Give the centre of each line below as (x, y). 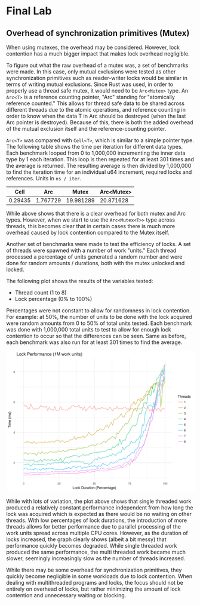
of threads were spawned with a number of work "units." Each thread (91, 251)
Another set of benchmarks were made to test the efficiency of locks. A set (99, 244)
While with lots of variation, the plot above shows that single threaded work (99, 501)
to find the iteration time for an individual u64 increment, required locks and (99, 172)
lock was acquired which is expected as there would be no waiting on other (99, 514)
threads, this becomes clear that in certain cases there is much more (91, 226)
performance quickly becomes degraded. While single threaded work (92, 546)
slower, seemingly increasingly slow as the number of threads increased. (96, 558)
